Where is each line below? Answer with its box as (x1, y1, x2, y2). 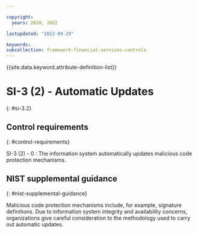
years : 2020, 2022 (11, 19, 58, 26)
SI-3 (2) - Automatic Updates (6, 85, 154, 98)
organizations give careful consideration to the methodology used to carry (6, 214, 191, 221)
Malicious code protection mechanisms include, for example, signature (6, 201, 182, 209)
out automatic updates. (6, 221, 64, 228)
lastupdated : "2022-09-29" (6, 31, 74, 37)
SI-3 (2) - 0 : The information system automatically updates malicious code (6, 150, 193, 157)
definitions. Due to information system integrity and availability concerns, (6, 207, 188, 215)
